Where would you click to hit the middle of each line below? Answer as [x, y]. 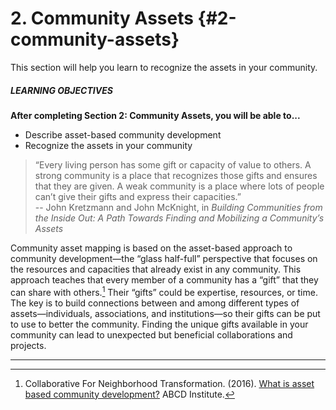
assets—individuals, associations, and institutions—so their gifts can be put [165, 313]
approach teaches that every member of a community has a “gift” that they [164, 279]
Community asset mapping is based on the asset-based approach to [151, 248]
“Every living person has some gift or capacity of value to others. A [173, 164]
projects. [28, 345]
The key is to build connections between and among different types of [155, 303]
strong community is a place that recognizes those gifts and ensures [176, 175]
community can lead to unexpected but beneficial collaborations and [151, 334]
